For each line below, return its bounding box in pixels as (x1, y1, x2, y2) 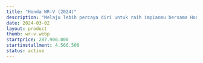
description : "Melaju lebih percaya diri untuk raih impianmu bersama (6, 14, 188, 20)
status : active (6, 48, 45, 54)
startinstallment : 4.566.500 (6, 43, 80, 49)
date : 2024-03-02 (6, 20, 50, 26)
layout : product (6, 25, 47, 32)
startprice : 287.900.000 (6, 37, 69, 43)
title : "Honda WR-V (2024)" (6, 8, 77, 15)
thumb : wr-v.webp (6, 31, 50, 37)
